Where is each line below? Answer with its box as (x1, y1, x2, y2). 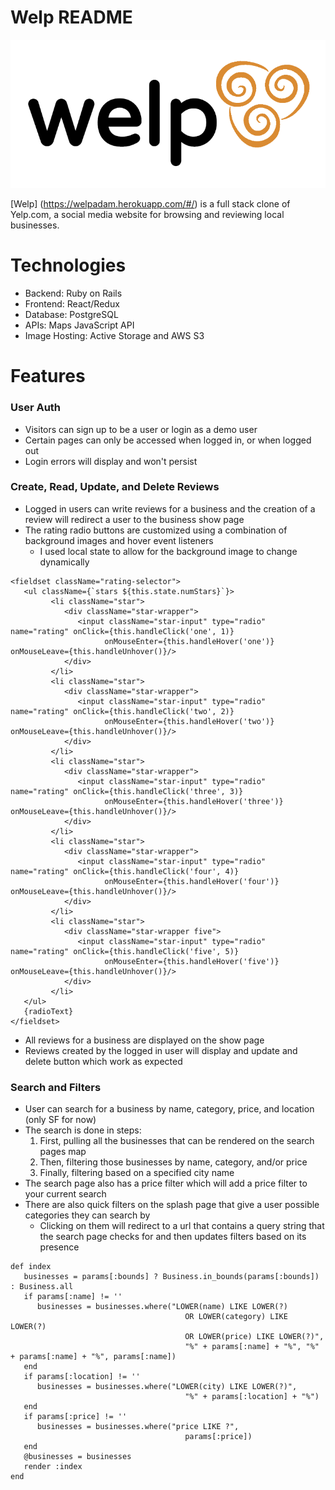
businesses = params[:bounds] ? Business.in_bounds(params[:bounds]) (23, 1272, 320, 1282)
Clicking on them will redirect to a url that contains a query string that (39, 1220, 325, 1232)
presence (39, 1241, 80, 1253)
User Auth (10, 401, 62, 415)
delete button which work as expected (24, 1055, 183, 1067)
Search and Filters (10, 1080, 102, 1094)
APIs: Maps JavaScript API (24, 319, 135, 331)
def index (10, 1262, 52, 1272)
